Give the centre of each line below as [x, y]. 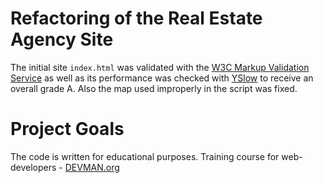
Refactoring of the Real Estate [136, 18]
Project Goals [67, 129]
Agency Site [62, 39]
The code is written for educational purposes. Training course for [145, 156]
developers [33, 167]
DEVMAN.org [92, 167]
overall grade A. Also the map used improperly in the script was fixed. [154, 88]
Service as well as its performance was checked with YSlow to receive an [162, 78]
